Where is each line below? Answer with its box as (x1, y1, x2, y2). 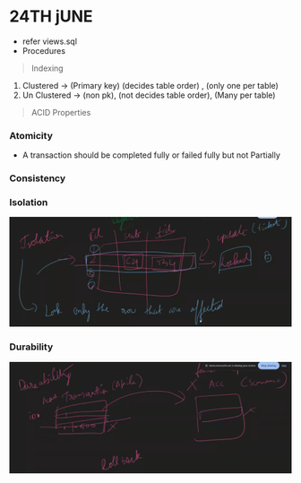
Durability (9, 341, 54, 353)
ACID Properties (30, 107, 91, 117)
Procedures (21, 45, 65, 56)
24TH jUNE (9, 6, 93, 27)
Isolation (9, 196, 48, 209)
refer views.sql (21, 36, 78, 47)
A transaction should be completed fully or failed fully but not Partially (21, 150, 280, 160)
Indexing (30, 63, 64, 73)
